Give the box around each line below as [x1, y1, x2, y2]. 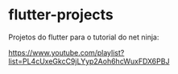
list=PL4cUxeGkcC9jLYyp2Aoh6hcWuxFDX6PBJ [8, 56, 170, 66]
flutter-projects [8, 6, 114, 24]
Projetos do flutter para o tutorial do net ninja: [8, 32, 159, 42]
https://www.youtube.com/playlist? [8, 47, 125, 57]
